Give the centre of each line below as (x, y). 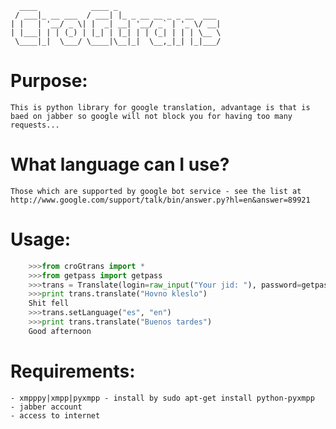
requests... (35, 125)
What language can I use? (120, 164)
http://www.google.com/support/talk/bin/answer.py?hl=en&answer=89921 (160, 200)
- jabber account (46, 407)
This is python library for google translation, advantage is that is (160, 107)
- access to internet (55, 415)
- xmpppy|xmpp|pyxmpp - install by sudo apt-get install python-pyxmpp (162, 398)
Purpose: (49, 81)
